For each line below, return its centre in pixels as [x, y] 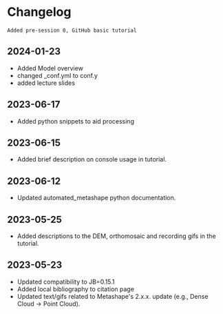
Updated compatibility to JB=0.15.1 [66, 282]
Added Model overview [50, 68]
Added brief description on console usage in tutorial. [92, 159]
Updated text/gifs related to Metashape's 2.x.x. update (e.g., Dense [113, 296]
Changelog [39, 12]
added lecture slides [46, 83]
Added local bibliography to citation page [75, 289]
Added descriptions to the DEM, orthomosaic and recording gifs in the [116, 236]
